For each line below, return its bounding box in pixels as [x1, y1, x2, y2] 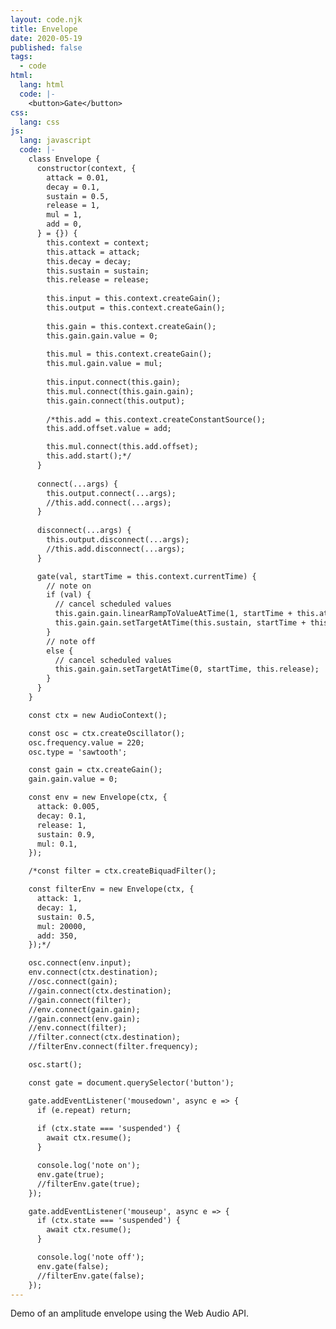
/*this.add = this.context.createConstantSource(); [46, 414, 267, 425]
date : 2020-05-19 [10, 33, 83, 43]
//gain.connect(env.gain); [28, 1014, 141, 1024]
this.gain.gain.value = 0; [46, 331, 159, 341]
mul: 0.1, [36, 839, 78, 849]
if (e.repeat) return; [36, 1105, 132, 1115]
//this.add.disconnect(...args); [46, 544, 186, 554]
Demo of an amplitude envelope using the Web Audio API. [10, 1307, 250, 1320]
